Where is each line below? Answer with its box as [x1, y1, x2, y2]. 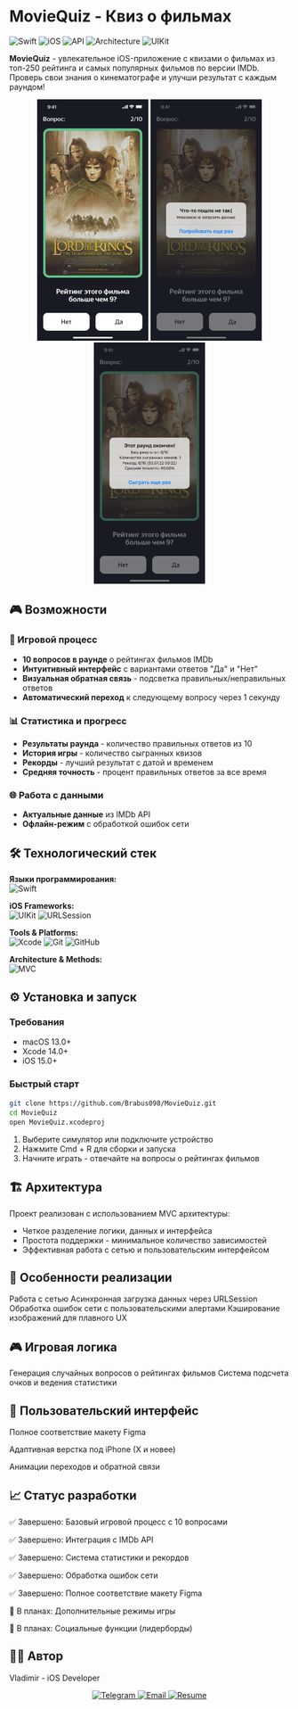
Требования [9, 1016, 65, 1028]
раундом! [9, 81, 46, 92]
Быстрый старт [9, 1077, 80, 1090]
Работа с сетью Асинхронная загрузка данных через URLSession [9, 1293, 258, 1304]
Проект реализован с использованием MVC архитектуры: [9, 1208, 230, 1218]
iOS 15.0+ [21, 1055, 58, 1066]
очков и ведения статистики [9, 1377, 117, 1388]
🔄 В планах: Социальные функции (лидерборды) [9, 1622, 193, 1633]
